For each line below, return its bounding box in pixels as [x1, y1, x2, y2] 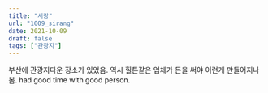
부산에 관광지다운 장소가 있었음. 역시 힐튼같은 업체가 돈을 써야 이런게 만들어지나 [8, 66, 260, 75]
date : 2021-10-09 [8, 27, 67, 35]
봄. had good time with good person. [8, 75, 131, 85]
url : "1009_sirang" [8, 19, 75, 27]
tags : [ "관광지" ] [8, 42, 63, 50]
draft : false [8, 34, 53, 43]
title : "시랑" [8, 11, 53, 20]
